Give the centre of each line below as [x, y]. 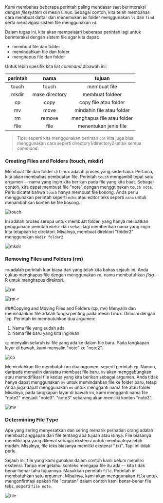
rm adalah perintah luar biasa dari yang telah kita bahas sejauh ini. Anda [77, 269]
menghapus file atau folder [102, 118]
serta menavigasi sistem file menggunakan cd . [51, 22]
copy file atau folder [102, 102]
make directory [50, 94]
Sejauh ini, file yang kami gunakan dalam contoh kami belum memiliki [74, 460]
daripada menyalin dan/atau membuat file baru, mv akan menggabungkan [78, 372]
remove [49, 118]
